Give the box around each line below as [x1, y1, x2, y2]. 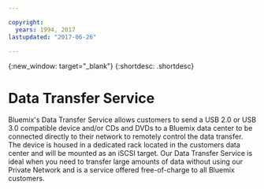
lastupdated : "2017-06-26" [8, 33, 97, 41]
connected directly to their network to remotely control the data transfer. [8, 132, 244, 142]
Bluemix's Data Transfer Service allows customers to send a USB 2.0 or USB [8, 115, 257, 124]
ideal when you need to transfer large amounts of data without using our [8, 157, 244, 166]
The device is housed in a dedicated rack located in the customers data [8, 140, 240, 150]
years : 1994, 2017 [15, 25, 76, 34]
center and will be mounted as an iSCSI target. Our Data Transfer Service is [8, 149, 253, 158]
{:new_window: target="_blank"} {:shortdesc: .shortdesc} [8, 61, 195, 71]
